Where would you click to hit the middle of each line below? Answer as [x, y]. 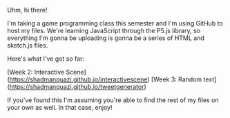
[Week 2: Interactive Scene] [47, 72]
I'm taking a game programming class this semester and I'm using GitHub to [115, 23]
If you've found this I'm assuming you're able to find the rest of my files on [113, 100]
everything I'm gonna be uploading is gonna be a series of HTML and [106, 38]
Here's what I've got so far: [46, 59]
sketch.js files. [28, 45]
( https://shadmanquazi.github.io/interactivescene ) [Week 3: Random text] [112, 79]
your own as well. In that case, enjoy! [60, 107]
